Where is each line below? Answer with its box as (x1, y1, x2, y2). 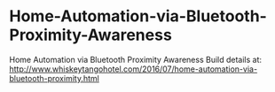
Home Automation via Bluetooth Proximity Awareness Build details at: (9, 54, 263, 65)
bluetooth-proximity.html (9, 73, 99, 83)
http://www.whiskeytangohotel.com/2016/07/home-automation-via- (9, 64, 258, 74)
